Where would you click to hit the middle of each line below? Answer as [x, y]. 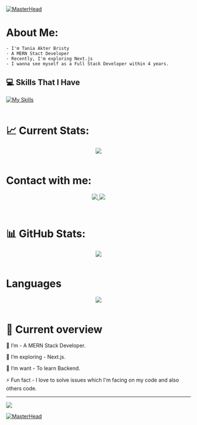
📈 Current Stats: [48, 131]
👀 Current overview [54, 329]
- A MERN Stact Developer [38, 53]
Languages [34, 283]
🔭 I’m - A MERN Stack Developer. [46, 346]
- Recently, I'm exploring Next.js [50, 59]
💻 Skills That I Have [43, 82]
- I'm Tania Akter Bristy [38, 48]
